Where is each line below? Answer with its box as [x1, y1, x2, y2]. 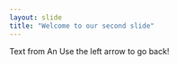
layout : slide [9, 12, 63, 22]
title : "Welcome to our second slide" [9, 21, 155, 30]
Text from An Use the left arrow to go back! [9, 45, 170, 56]
